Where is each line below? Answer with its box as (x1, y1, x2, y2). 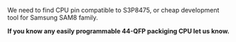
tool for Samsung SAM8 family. (7, 13, 98, 22)
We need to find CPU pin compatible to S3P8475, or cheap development (7, 6, 220, 14)
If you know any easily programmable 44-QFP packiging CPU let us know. (7, 27, 230, 35)
